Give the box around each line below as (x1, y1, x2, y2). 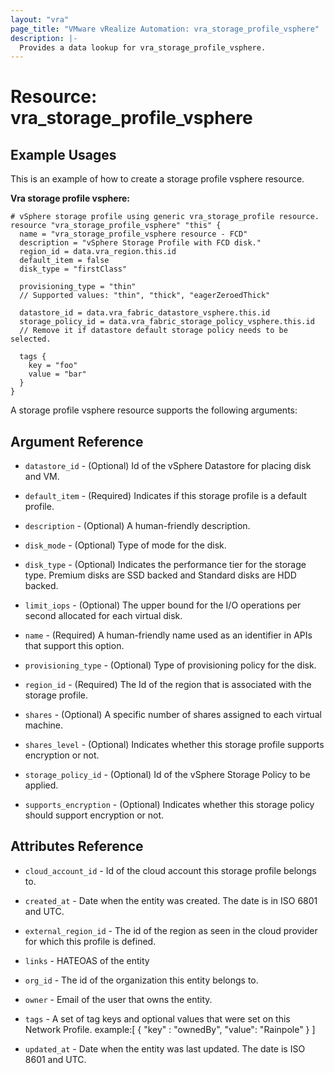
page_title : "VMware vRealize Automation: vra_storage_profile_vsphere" (10, 24, 320, 34)
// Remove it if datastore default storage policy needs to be (19, 326, 288, 336)
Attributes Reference (10, 838, 144, 855)
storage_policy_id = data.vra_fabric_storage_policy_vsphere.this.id (19, 317, 315, 327)
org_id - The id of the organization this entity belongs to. (24, 974, 259, 986)
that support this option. (24, 640, 125, 652)
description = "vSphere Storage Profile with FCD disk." (19, 238, 262, 248)
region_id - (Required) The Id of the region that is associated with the (24, 679, 312, 691)
